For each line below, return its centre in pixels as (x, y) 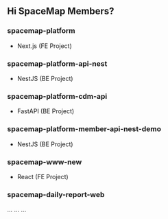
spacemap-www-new (45, 162)
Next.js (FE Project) (44, 46)
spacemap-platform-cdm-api (57, 96)
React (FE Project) (43, 176)
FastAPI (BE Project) (46, 111)
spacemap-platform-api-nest (57, 63)
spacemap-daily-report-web (56, 194)
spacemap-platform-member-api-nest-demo (84, 129)
